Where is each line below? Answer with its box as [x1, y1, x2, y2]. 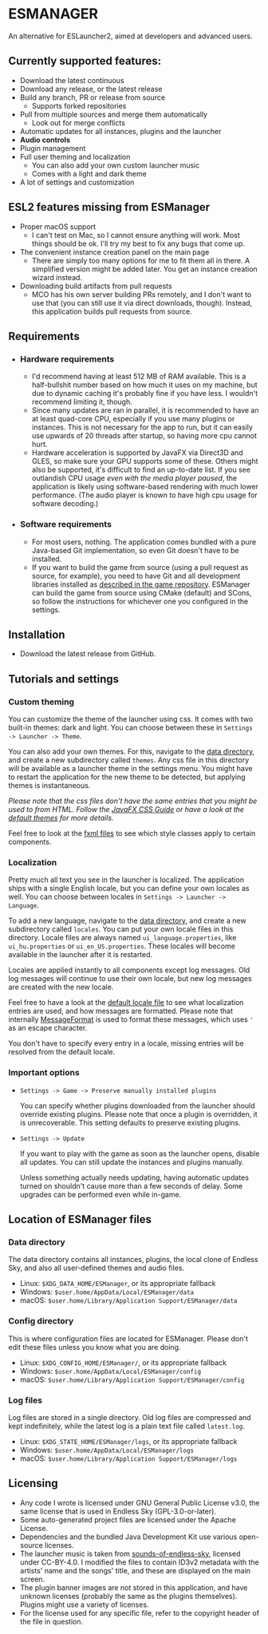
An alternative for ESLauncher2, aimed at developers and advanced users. [8, 31, 253, 41]
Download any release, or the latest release [19, 84, 163, 93]
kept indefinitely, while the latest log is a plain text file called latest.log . [8, 1421, 246, 1430]
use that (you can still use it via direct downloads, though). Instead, [31, 298, 253, 307]
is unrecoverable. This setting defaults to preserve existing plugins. [19, 1118, 241, 1127]
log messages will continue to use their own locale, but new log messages [8, 974, 253, 983]
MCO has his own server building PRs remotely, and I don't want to [31, 289, 252, 299]
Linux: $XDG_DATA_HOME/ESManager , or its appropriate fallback [19, 1279, 216, 1288]
